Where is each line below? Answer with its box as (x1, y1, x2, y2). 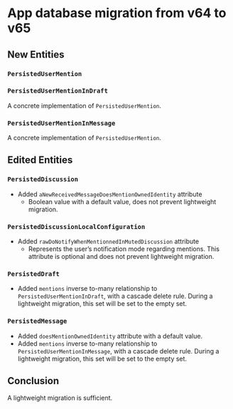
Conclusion (7, 375, 60, 387)
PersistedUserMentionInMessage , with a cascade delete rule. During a (17, 346, 220, 355)
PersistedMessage (7, 317, 67, 325)
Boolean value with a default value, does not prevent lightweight (28, 197, 217, 206)
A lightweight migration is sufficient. (7, 393, 113, 403)
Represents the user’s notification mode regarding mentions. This (28, 245, 220, 253)
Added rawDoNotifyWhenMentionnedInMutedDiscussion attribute (17, 237, 200, 246)
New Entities (7, 48, 65, 60)
